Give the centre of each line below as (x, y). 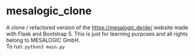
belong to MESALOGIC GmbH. (43, 40)
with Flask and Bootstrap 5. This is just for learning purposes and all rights (97, 33)
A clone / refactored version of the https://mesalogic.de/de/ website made (97, 27)
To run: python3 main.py (36, 46)
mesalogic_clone (49, 11)
